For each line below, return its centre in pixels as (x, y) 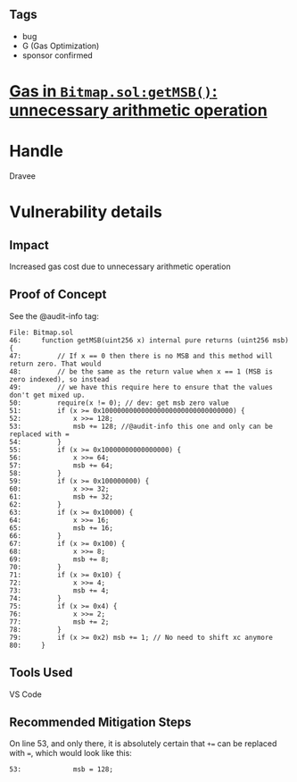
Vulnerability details (86, 212)
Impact (29, 245)
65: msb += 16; (62, 528)
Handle (37, 151)
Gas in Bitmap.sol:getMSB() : (113, 91)
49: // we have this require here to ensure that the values (141, 387)
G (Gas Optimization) (61, 46)
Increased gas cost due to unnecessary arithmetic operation (120, 266)
